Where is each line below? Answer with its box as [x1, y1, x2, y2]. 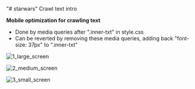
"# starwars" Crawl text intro [6, 5, 77, 12]
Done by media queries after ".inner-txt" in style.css [14, 28, 144, 35]
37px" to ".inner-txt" [28, 41, 78, 48]
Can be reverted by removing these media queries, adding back [14, 35, 173, 41]
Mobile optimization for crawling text [6, 17, 101, 23]
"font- [174, 35, 190, 41]
